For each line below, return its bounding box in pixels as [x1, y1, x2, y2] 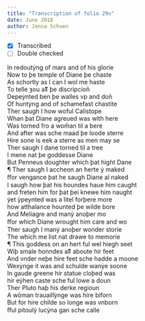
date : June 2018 [7, 16, 53, 23]
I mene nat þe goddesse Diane [7, 150, 94, 158]
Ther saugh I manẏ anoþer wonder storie [7, 225, 122, 233]
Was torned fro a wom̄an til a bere [7, 121, 103, 130]
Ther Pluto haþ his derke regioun [7, 283, 100, 292]
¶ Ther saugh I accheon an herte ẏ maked [7, 165, 125, 174]
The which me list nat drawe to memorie [7, 233, 121, 241]
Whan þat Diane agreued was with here [7, 114, 118, 122]
